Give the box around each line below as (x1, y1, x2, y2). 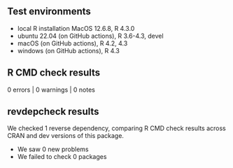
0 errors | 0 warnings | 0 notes (7, 85, 96, 94)
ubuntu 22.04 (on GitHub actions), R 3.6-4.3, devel (17, 31, 164, 40)
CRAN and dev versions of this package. (7, 132, 125, 140)
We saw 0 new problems (17, 145, 89, 153)
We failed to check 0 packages (17, 153, 107, 161)
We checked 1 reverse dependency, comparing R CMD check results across (7, 124, 226, 132)
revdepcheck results (7, 106, 99, 118)
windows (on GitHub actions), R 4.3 (17, 46, 120, 55)
